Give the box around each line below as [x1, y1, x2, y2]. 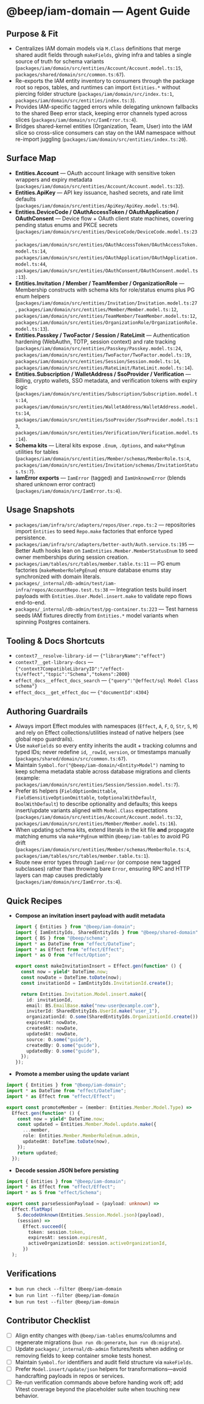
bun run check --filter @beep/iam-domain [15, 1286, 122, 1292]
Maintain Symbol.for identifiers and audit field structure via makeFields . [15, 1358, 193, 1366]
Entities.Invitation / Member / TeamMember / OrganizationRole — [15, 279, 185, 287]
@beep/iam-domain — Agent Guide [6, 4, 191, 18]
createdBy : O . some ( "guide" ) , [26, 1042, 100, 1048]
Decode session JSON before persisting [15, 1167, 119, 1174]
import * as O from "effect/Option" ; [15, 952, 111, 959]
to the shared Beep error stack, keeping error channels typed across [15, 110, 188, 117]
